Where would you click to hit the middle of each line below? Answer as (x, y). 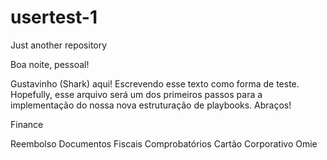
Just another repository (59, 45)
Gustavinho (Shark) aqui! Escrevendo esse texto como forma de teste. (155, 83)
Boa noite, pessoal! (50, 64)
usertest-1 (54, 17)
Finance (27, 124)
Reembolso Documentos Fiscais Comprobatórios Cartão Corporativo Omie (164, 143)
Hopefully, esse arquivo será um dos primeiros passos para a (136, 94)
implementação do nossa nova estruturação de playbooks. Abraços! (151, 105)
